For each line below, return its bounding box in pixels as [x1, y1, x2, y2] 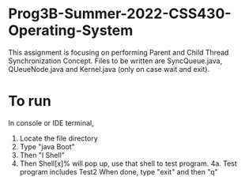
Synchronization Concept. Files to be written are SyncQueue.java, [8, 56, 223, 66]
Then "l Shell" [19, 150, 66, 160]
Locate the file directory [19, 133, 99, 143]
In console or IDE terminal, [8, 118, 95, 127]
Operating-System [8, 21, 134, 39]
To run [8, 92, 51, 111]
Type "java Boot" [19, 141, 75, 151]
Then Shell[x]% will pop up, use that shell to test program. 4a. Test [19, 159, 237, 168]
